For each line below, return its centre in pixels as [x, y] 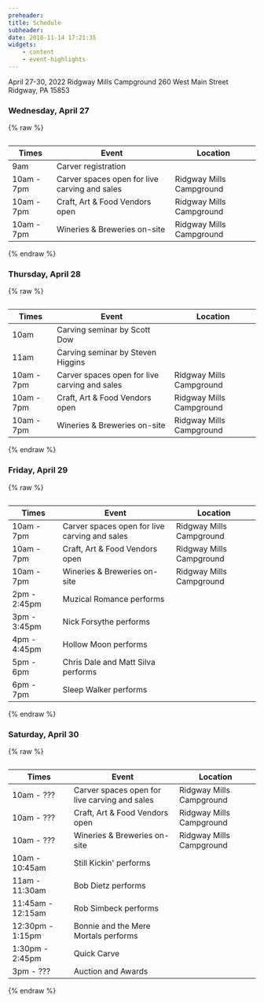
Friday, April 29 [38, 470]
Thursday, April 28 [44, 274]
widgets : [22, 45]
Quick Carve [97, 954]
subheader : [26, 30]
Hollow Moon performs [105, 644]
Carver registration [91, 166]
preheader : [26, 15]
